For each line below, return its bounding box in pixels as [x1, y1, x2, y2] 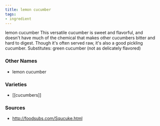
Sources [5, 104, 25, 111]
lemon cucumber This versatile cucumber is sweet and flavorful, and [5, 30, 143, 36]
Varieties [5, 81, 27, 88]
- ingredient [5, 16, 32, 21]
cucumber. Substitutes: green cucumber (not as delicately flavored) [5, 45, 141, 51]
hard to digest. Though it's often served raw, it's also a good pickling [5, 40, 143, 46]
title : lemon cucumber [5, 7, 51, 12]
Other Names [5, 57, 38, 64]
